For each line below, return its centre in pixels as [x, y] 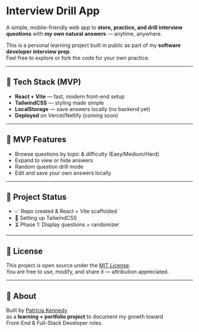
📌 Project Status [36, 197]
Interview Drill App [53, 11]
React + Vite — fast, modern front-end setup [70, 96]
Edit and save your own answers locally [63, 173]
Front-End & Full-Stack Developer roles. [54, 323]
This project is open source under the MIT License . [68, 265]
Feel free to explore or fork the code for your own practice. [78, 58]
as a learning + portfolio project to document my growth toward [85, 317]
